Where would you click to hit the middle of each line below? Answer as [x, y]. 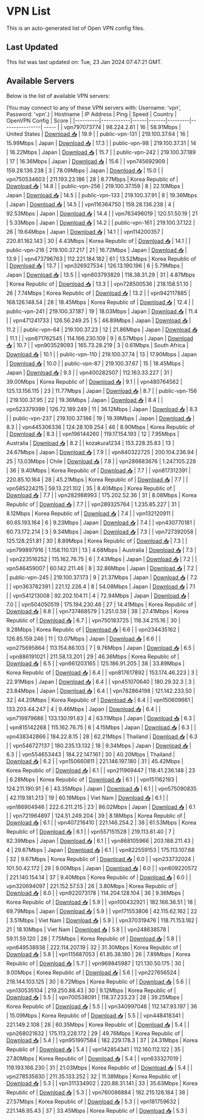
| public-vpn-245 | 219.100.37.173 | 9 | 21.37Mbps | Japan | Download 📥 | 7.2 [102, 577]
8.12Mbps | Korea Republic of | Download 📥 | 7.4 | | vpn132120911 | [90, 513]
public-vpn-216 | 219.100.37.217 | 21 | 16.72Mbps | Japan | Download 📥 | [97, 250]
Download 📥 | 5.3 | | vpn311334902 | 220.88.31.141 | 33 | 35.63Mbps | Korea [102, 1083]
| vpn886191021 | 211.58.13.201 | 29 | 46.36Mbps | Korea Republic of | [93, 657]
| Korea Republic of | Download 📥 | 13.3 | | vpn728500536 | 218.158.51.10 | [99, 284]
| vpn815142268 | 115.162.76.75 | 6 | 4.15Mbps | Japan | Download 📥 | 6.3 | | [101, 727]
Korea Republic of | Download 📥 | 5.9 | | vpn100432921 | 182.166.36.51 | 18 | [101, 902]
